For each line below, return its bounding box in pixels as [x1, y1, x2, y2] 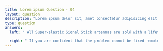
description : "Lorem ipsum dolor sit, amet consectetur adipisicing [5, 16, 147, 21]
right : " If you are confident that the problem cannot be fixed [9, 38, 145, 44]
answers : [5, 25, 23, 30]
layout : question [5, 12, 40, 17]
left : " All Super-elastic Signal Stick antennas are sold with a [9, 30, 147, 34]
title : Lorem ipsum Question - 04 [5, 7, 75, 12]
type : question [5, 20, 36, 26]
